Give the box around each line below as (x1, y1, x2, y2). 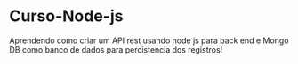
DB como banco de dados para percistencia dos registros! (9, 44, 223, 54)
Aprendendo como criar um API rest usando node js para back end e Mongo (9, 35, 289, 46)
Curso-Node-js (9, 6, 124, 26)
